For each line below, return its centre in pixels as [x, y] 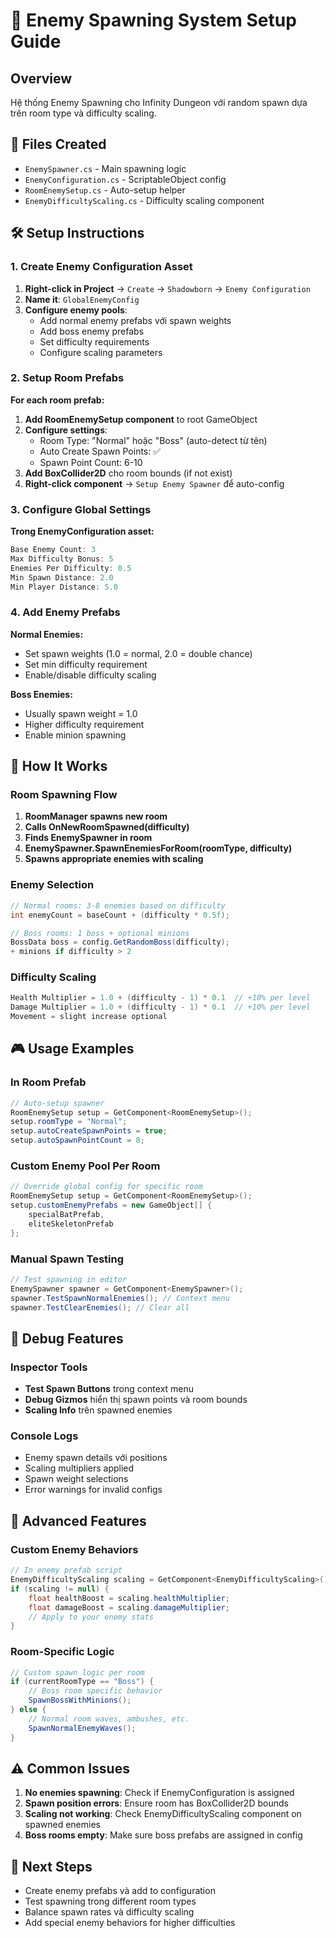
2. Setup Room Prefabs [67, 378]
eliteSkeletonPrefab [71, 1224]
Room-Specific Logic [62, 1652]
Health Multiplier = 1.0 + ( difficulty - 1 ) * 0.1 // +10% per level [160, 998]
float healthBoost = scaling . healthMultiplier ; [129, 1598]
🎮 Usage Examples [72, 1049]
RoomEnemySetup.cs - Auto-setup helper [105, 190]
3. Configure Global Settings [81, 509]
